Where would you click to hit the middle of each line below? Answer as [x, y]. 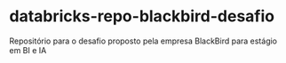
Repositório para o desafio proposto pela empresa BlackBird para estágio [143, 41]
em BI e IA [28, 50]
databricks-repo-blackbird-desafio [142, 16]
